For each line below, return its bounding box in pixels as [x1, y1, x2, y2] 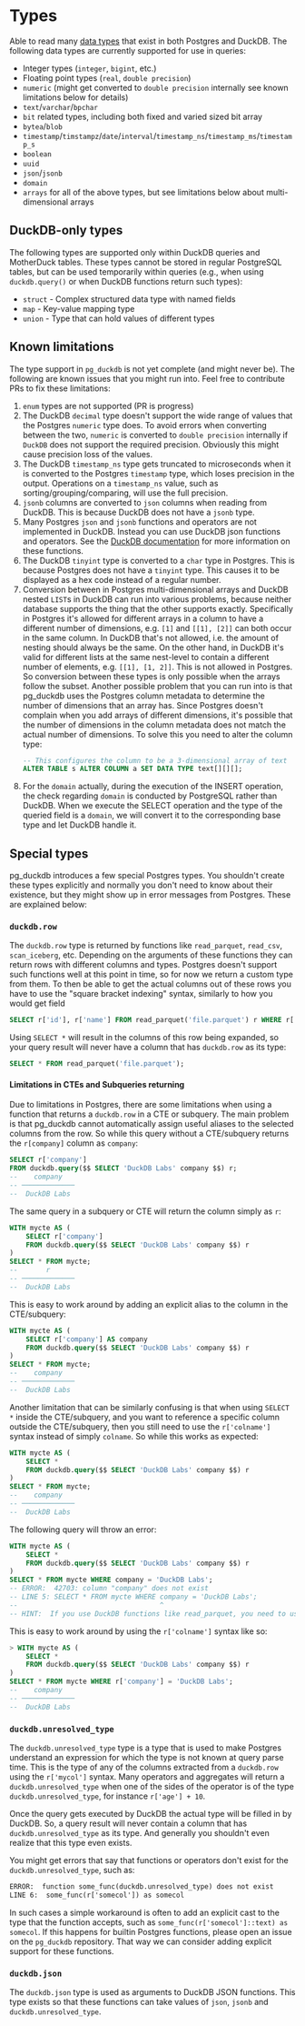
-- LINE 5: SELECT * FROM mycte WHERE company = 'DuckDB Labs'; [9, 1592, 258, 1601]
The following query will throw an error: [9, 1524, 157, 1535]
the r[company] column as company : [9, 1138, 139, 1148]
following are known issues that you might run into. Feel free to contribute [9, 373, 286, 384]
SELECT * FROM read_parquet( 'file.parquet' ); [9, 1059, 184, 1068]
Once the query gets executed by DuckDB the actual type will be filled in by [9, 1808, 292, 1819]
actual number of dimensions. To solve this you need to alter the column [22, 728, 293, 739]
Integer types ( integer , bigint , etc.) [22, 63, 157, 74]
